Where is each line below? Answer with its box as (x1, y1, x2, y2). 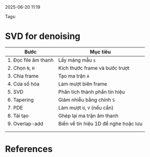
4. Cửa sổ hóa (7, 80, 40, 87)
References (5, 144, 53, 155)
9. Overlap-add (7, 120, 44, 127)
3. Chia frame (7, 72, 39, 79)
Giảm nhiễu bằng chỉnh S (58, 96, 115, 103)
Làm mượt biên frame (58, 80, 107, 87)
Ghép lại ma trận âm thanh (58, 112, 118, 119)
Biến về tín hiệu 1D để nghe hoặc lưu (58, 120, 143, 127)
